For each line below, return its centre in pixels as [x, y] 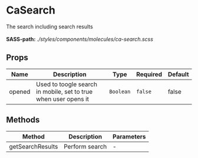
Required [149, 74]
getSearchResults [34, 146]
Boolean [120, 91]
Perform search [85, 146]
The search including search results [49, 27]
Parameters [129, 136]
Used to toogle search [67, 84]
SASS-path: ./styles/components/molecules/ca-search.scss [80, 39]
